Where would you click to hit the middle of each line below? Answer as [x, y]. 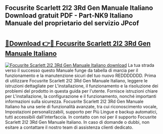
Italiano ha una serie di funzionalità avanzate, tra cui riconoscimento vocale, [81, 106]
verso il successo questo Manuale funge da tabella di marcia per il [71, 70]
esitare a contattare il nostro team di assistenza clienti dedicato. [69, 127]
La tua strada [141, 65]
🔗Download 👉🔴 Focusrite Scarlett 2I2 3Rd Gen [78, 43]
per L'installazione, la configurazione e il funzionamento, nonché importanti [81, 96]
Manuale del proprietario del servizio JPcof [72, 23]
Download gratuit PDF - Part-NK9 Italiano [69, 16]
